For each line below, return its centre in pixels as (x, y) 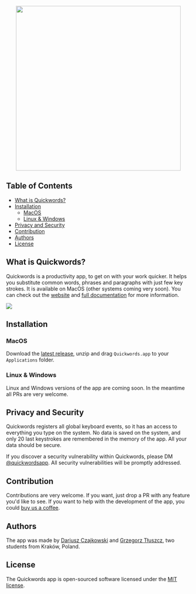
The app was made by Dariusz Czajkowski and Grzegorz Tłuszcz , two (90, 540)
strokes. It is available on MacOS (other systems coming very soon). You (94, 289)
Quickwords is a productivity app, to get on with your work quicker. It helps (97, 276)
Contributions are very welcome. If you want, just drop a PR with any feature (98, 496)
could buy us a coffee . (33, 508)
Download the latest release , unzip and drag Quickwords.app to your (87, 354)
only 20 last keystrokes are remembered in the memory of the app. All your (97, 439)
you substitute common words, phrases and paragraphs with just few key (94, 282)
